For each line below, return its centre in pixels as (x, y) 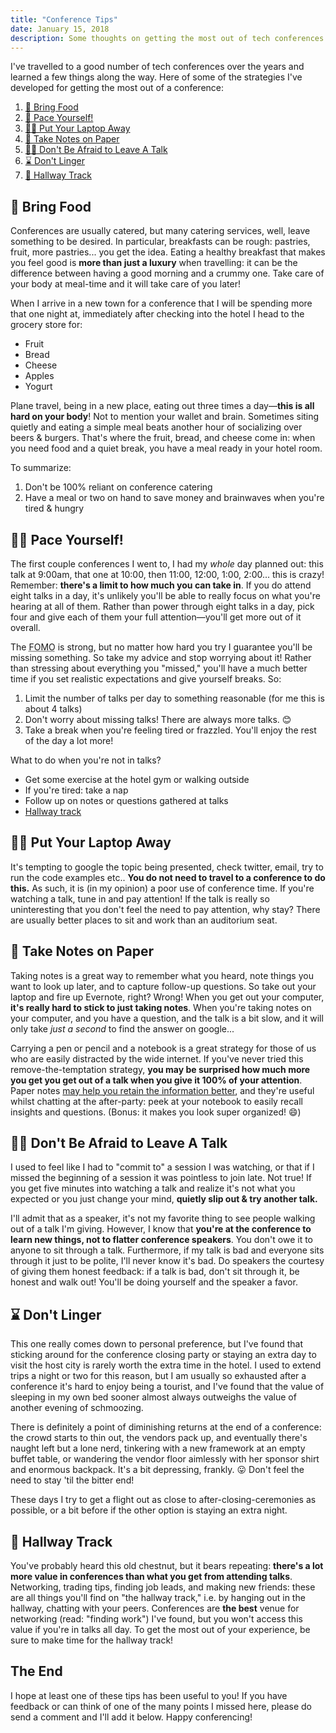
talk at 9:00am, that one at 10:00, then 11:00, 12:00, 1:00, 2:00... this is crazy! (167, 574)
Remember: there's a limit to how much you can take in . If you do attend (161, 585)
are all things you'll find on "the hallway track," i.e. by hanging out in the (158, 1598)
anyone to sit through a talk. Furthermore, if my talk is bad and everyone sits (167, 1250)
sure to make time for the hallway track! (92, 1640)
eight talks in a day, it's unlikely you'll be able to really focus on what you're (165, 595)
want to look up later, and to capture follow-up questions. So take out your (163, 986)
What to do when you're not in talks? (86, 760)
